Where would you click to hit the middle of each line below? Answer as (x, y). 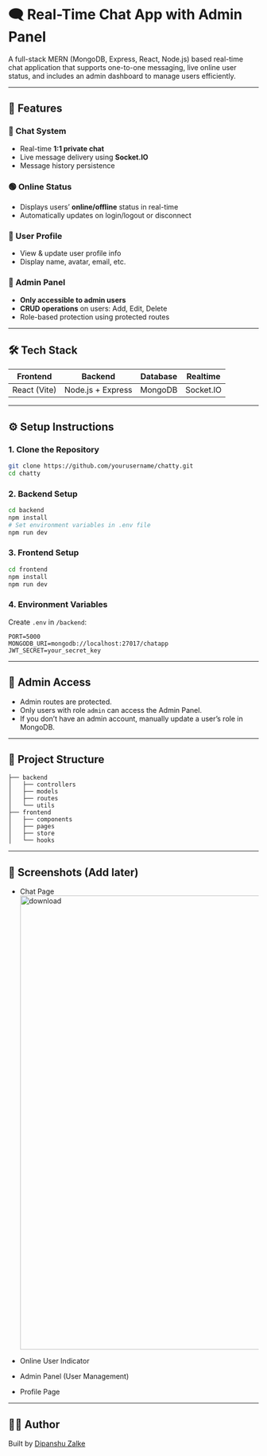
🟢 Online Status (40, 186)
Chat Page (37, 891)
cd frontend (28, 569)
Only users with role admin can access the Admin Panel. (111, 710)
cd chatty (25, 473)
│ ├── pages (32, 827)
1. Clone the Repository (54, 449)
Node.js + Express (99, 390)
